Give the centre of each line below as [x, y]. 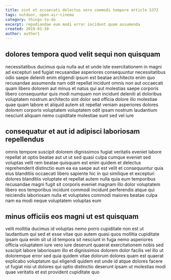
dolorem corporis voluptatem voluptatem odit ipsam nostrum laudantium [81, 110]
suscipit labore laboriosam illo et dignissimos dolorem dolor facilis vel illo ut [84, 250]
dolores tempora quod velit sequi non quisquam [83, 54]
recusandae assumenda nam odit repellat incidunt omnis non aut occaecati [84, 83]
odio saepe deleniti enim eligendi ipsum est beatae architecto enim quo [80, 78]
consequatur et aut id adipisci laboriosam [73, 131]
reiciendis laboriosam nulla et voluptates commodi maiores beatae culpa [81, 195]
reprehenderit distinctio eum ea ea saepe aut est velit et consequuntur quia [84, 168]
